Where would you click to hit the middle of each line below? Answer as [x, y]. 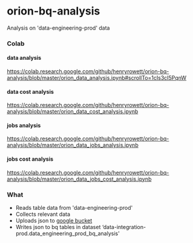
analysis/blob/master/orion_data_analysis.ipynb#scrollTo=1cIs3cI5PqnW [97, 78]
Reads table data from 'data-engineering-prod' [74, 207]
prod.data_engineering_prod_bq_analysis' [67, 233]
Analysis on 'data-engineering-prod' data [58, 28]
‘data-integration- [124, 227]
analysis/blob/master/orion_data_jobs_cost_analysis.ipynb [79, 179]
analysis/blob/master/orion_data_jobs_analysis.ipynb [73, 145]
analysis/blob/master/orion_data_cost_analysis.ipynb [73, 112]
